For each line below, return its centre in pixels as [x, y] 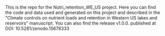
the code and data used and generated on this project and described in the [83, 12]
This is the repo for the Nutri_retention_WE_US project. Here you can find [81, 7]
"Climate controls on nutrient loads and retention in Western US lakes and [81, 18]
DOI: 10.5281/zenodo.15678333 [37, 28]
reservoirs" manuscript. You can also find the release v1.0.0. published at [81, 23]
